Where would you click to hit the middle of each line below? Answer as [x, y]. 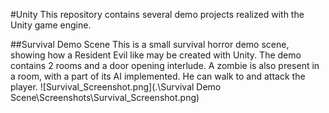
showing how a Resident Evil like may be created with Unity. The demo [156, 55]
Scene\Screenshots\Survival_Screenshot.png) [105, 97]
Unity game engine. [51, 25]
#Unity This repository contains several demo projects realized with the [157, 14]
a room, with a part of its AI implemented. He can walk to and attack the [158, 76]
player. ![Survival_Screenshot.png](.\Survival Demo [116, 87]
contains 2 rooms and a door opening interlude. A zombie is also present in [165, 65]
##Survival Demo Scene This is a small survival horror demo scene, [150, 44]
